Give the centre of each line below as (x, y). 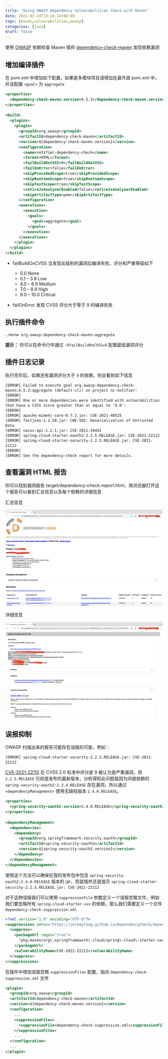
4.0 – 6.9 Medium (38, 284)
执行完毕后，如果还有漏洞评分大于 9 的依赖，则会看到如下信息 (69, 375)
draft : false (19, 32)
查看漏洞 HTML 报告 (36, 472)
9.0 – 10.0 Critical (38, 295)
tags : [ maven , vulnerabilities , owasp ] (44, 21)
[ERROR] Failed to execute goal (39, 385)
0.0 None (29, 273)
